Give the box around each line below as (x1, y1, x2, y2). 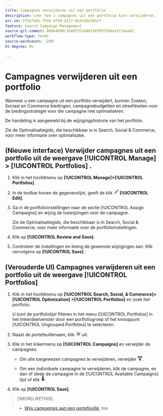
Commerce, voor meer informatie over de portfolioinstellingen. (12, 224, 138, 230)
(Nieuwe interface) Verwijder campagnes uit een (5, 146, 156, 154)
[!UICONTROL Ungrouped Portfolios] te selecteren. (12, 321, 115, 328)
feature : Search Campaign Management (5, 24, 82, 28)
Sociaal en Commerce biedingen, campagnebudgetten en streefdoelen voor (5, 103, 158, 109)
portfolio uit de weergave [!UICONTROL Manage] (5, 154, 156, 162)
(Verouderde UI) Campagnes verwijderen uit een (5, 263, 156, 271)
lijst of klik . (19, 377, 47, 383)
